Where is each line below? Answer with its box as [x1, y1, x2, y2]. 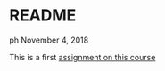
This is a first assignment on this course [9, 51, 156, 62]
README [9, 5, 77, 26]
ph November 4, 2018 [9, 35, 89, 45]
